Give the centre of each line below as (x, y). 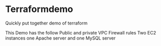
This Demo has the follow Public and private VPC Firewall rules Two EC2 (81, 32)
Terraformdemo (39, 9)
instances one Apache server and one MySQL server (61, 38)
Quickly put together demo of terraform (46, 23)
